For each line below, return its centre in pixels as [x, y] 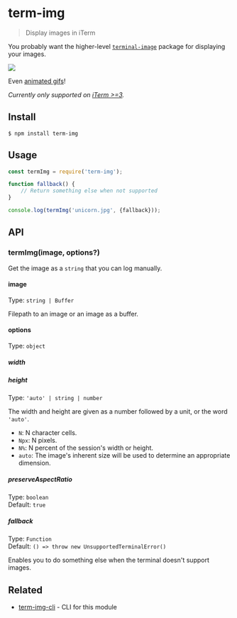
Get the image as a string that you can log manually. [85, 268]
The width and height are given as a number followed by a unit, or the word [118, 412]
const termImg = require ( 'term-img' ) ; [65, 172]
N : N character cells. [48, 433]
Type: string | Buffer [41, 300]
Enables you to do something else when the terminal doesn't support [109, 560]
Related [26, 590]
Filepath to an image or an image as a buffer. [73, 314]
